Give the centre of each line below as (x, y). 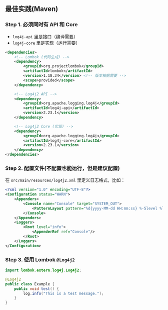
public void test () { (36, 289)
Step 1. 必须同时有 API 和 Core (41, 25)
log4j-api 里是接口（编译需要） (45, 36)
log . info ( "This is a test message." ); (63, 293)
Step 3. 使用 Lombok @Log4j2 (40, 259)
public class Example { (30, 284)
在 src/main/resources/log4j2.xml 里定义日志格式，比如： (65, 180)
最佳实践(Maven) (32, 9)
